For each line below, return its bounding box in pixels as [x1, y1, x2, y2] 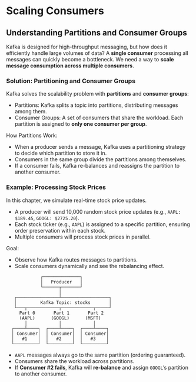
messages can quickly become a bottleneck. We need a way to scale [6, 56, 174, 63]
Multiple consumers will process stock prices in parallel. [14, 233, 151, 240]
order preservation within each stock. [14, 227, 106, 234]
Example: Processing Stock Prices [6, 183, 106, 191]
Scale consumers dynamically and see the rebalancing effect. [14, 262, 165, 269]
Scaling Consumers [6, 4, 105, 18]
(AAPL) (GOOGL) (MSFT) [19, 315, 101, 321]
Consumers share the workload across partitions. [14, 357, 135, 364]
